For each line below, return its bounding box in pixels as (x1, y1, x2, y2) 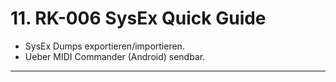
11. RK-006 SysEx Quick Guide (10, 7, 267, 30)
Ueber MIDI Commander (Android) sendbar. (24, 50, 206, 62)
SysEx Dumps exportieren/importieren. (24, 40, 185, 52)
